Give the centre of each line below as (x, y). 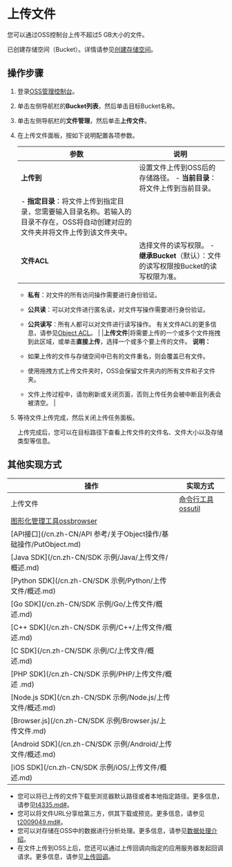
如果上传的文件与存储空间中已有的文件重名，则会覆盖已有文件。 (118, 356)
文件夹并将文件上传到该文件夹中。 (76, 232)
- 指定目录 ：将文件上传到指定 (69, 201)
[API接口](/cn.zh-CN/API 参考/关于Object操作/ (86, 534)
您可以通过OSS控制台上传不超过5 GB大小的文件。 (78, 35)
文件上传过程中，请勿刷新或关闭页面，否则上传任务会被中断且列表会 (124, 394)
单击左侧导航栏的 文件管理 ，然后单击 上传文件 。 (84, 120)
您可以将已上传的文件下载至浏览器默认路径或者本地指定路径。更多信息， (120, 796)
